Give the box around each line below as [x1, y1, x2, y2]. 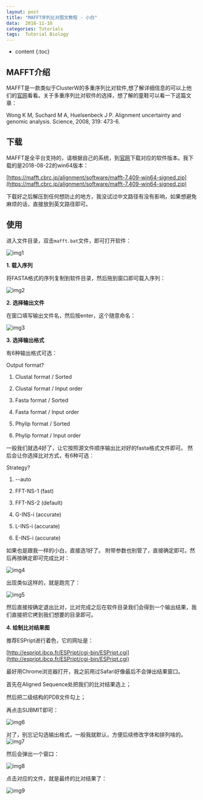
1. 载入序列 [6, 261, 33, 269]
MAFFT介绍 [6, 67, 50, 77]
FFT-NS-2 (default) [14, 499, 63, 506]
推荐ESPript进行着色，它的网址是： [6, 637, 94, 644]
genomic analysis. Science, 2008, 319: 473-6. [6, 117, 120, 125]
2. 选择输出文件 [6, 299, 45, 306]
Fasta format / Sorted [14, 396, 68, 404]
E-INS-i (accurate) [14, 534, 61, 542]
